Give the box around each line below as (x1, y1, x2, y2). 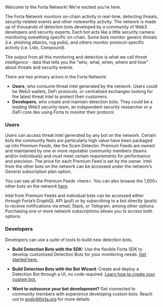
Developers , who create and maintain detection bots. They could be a (12, 99, 153, 104)
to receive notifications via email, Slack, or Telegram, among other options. (5, 203, 155, 209)
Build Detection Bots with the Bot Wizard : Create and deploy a (12, 266, 139, 272)
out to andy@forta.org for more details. (12, 296, 91, 302)
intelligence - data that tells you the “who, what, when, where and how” (5, 59, 148, 65)
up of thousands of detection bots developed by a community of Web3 (5, 24, 147, 30)
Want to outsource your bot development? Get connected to (12, 286, 136, 291)
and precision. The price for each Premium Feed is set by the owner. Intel (5, 158, 152, 164)
